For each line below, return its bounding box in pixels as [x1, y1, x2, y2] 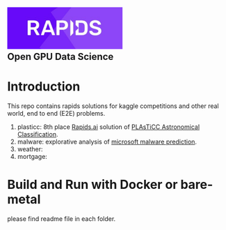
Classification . [17, 130, 58, 139]
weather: [17, 145, 43, 153]
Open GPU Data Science [7, 51, 114, 63]
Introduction [7, 79, 81, 95]
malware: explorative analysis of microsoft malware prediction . [17, 137, 197, 146]
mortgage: [17, 153, 47, 161]
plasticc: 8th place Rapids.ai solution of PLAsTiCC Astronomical [17, 123, 200, 131]
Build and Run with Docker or [7, 177, 178, 192]
